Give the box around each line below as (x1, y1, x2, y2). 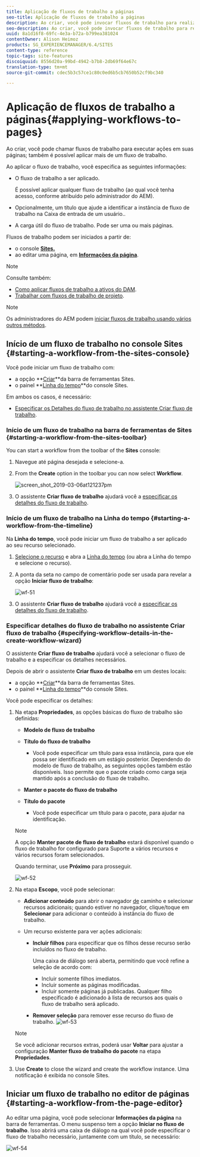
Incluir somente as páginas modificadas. (41, 981, 141, 988)
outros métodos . (6, 322, 46, 329)
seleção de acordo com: (32, 963, 92, 970)
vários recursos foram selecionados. (14, 851, 105, 858)
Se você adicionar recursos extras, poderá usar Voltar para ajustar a (14, 1041, 183, 1048)
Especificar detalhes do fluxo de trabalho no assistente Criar (6, 621, 186, 629)
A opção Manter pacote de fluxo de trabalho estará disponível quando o (14, 838, 194, 845)
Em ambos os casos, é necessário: (6, 393, 92, 400)
